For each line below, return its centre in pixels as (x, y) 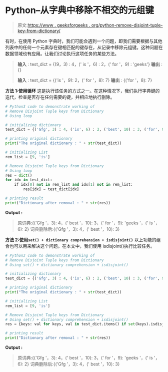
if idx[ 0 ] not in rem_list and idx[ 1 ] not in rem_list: (74, 185)
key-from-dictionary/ (39, 31)
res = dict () (19, 175)
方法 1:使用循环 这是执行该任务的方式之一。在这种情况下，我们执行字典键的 (82, 91)
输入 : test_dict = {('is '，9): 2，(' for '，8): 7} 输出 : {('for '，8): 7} (85, 80)
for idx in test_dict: (29, 180)
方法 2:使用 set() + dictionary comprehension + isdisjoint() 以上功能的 (81, 240)
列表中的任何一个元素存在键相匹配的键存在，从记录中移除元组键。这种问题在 (84, 47)
